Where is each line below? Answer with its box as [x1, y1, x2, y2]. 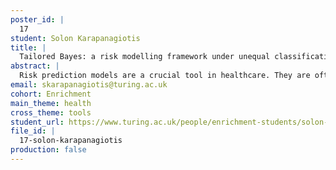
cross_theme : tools [10, 107, 92, 118]
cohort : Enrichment [10, 89, 92, 99]
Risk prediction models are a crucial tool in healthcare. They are [19, 71, 311, 81]
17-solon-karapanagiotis [19, 136, 123, 146]
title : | [10, 42, 47, 53]
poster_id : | [10, 14, 65, 25]
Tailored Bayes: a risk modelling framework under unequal [19, 52, 271, 62]
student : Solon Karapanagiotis [10, 33, 141, 43]
